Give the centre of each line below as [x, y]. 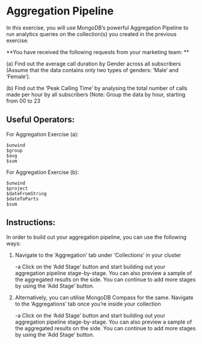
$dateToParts [23, 199]
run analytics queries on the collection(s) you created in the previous [91, 34]
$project [17, 188]
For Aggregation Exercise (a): [43, 134]
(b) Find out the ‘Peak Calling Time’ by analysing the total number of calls [97, 88]
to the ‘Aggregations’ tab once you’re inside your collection [88, 304]
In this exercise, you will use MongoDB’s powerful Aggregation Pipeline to [97, 28]
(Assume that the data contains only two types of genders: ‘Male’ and [93, 70]
